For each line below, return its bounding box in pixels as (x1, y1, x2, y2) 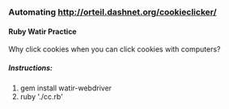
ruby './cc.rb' (19, 92, 63, 102)
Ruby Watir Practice (8, 27, 77, 36)
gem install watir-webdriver (19, 83, 112, 93)
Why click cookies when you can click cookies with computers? (8, 44, 221, 54)
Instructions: (8, 63, 53, 73)
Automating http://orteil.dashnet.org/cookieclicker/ (8, 6, 217, 18)
